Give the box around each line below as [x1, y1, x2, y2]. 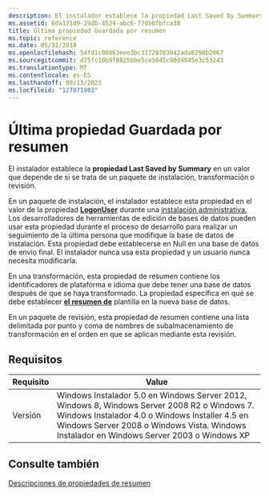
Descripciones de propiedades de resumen [8, 478, 151, 488]
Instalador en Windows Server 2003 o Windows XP [57, 430, 251, 441]
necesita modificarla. [8, 256, 78, 266]
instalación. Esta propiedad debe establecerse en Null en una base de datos [8, 239, 259, 249]
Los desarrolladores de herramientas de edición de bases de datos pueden [8, 214, 256, 223]
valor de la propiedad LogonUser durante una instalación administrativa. [8, 205, 247, 214]
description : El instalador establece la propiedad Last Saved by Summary [8, 11, 263, 20]
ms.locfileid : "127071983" [8, 86, 98, 94]
